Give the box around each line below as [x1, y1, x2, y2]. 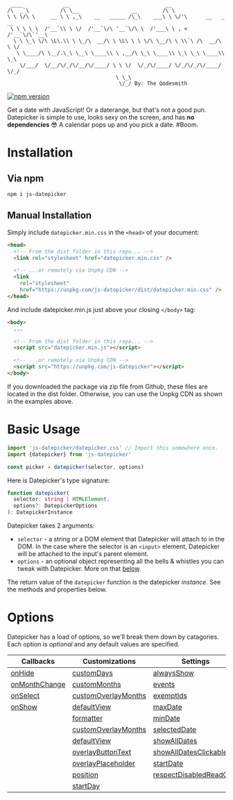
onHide [10, 668, 35, 678]
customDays [71, 668, 113, 678]
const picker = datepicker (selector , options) [7, 464, 144, 471]
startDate [153, 758, 184, 768]
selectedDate [153, 724, 196, 734]
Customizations [82, 656, 137, 666]
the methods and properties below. [7, 585, 107, 594]
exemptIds [153, 690, 187, 700]
